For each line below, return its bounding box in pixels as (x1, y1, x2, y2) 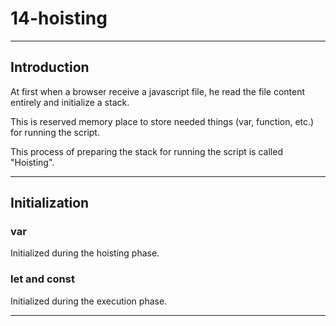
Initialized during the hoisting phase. (10, 247, 160, 259)
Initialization (10, 195, 90, 212)
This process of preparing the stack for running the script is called (10, 145, 283, 157)
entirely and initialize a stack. (10, 96, 130, 108)
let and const (10, 272, 75, 286)
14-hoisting (10, 7, 108, 30)
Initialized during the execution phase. (10, 295, 168, 307)
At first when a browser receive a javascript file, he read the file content (10, 85, 306, 97)
